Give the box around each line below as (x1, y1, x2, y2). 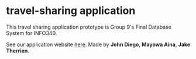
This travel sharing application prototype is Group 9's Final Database (6, 23, 171, 30)
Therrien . (6, 47, 29, 54)
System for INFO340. (6, 29, 57, 36)
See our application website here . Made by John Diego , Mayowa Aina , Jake (6, 41, 191, 48)
